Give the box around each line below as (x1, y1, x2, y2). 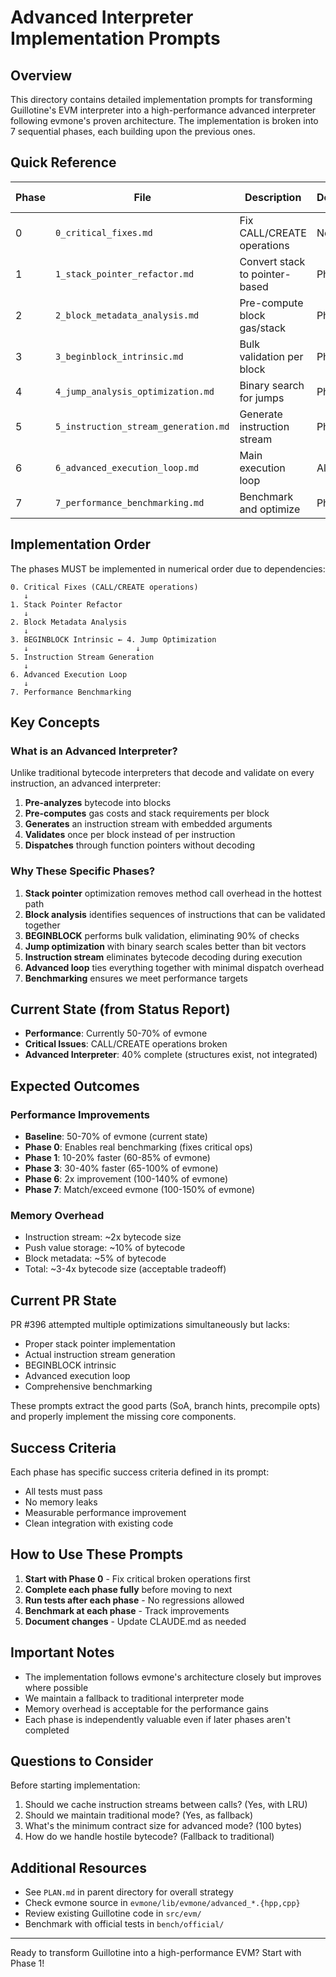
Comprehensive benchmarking (24, 1381, 153, 1393)
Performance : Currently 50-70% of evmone (24, 1027, 208, 1040)
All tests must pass (24, 1486, 103, 1498)
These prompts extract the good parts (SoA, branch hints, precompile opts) (10, 1400, 321, 1412)
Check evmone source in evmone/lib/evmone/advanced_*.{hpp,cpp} (24, 1897, 301, 1909)
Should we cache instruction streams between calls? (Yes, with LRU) (24, 1799, 308, 1811)
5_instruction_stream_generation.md (55, 421, 230, 432)
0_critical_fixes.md (55, 227, 153, 238)
